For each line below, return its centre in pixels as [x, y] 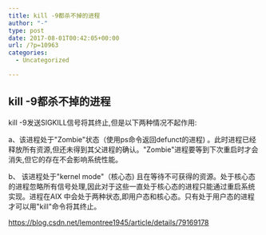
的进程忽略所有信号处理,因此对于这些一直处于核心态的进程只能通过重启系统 [132, 186]
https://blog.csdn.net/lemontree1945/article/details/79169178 [109, 222]
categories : [28, 53]
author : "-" [28, 23]
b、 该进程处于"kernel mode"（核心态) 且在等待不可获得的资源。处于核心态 [132, 176]
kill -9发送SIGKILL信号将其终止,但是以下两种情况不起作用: [103, 122]
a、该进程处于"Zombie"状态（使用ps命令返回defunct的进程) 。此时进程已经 [133, 139]
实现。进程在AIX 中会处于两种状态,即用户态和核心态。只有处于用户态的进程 [131, 196]
